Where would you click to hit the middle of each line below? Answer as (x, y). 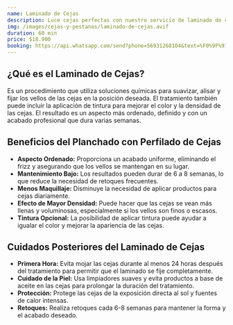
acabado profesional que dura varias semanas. (74, 120)
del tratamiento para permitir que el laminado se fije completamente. (115, 271)
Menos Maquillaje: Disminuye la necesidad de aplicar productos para (117, 188)
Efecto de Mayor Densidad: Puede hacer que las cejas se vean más (115, 203)
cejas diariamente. (44, 196)
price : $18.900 (29, 40)
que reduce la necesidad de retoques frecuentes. (88, 181)
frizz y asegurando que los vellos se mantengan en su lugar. (103, 166)
